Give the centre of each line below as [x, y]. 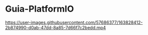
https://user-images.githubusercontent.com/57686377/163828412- [74, 22]
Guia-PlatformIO [40, 9]
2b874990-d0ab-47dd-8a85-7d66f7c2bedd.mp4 [56, 27]
